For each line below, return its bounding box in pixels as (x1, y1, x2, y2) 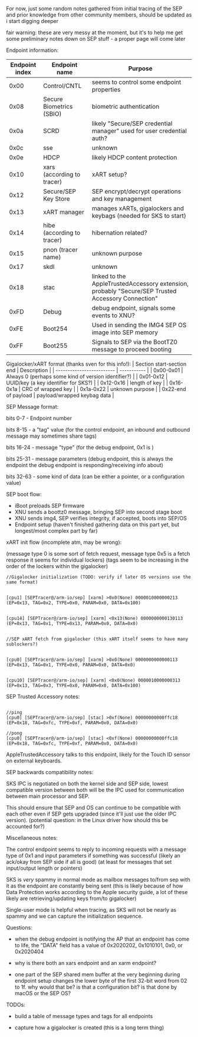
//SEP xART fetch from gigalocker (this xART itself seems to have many (6, 636, 189, 642)
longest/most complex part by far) (14, 527, 98, 534)
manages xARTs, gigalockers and (91, 204, 184, 212)
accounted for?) (6, 823, 45, 830)
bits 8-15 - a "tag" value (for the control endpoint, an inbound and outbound (6, 426, 190, 433)
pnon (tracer (43, 246, 78, 253)
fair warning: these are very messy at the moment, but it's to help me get (6, 29, 183, 36)
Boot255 (43, 342, 68, 350)
